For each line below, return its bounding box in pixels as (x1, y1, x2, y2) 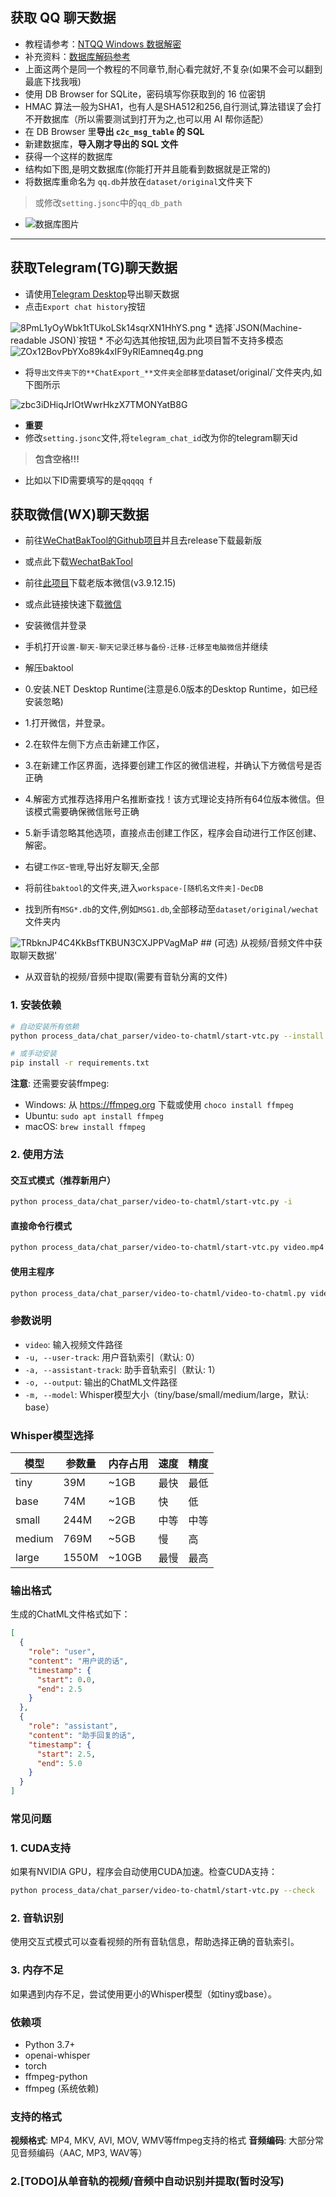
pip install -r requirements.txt (10, 1058, 150, 1068)
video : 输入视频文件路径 (24, 1338, 123, 1350)
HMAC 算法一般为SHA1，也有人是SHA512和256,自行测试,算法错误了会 (24, 100, 313, 112)
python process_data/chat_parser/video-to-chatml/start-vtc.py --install (10, 1031, 325, 1041)
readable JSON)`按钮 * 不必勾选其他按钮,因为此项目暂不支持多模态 (10, 334, 284, 346)
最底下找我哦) (24, 75, 82, 87)
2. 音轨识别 (10, 1911, 64, 1925)
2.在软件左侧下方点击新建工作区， (24, 738, 165, 750)
